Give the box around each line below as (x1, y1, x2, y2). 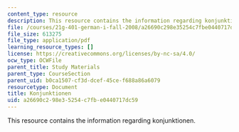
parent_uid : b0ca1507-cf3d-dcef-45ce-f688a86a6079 (7, 76, 161, 84)
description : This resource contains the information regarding (7, 17, 202, 24)
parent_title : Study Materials (7, 64, 100, 71)
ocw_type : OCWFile (7, 57, 62, 64)
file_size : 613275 (7, 30, 62, 38)
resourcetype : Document (7, 83, 78, 91)
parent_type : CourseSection (7, 70, 91, 77)
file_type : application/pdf (7, 37, 91, 44)
